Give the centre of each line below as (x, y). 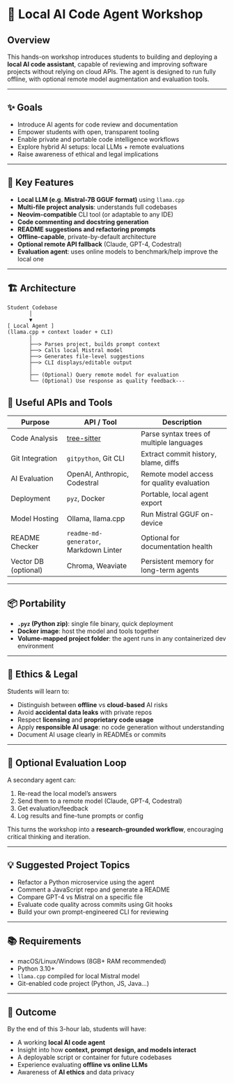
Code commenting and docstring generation (83, 221)
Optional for (160, 538)
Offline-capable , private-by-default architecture (87, 236)
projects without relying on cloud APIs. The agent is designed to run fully (112, 72)
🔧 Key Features (41, 183)
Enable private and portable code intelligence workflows (98, 139)
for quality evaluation (175, 483)
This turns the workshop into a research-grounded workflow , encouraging (116, 829)
